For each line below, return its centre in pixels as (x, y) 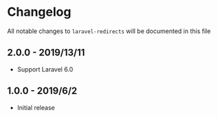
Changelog (39, 12)
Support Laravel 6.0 (45, 69)
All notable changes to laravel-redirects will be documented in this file (109, 31)
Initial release (36, 107)
